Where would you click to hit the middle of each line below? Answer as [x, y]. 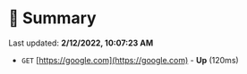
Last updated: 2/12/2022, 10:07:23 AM [81, 43]
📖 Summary [52, 18]
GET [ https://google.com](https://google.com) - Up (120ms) [130, 60]
